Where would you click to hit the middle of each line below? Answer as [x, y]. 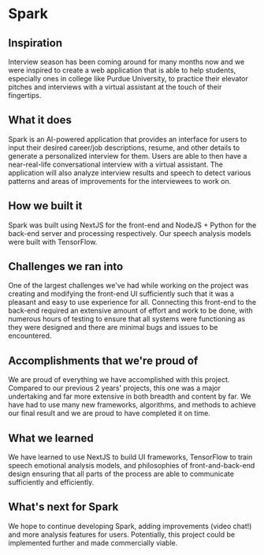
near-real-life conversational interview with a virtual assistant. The [115, 164]
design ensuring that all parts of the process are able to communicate [121, 474]
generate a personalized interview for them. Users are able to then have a [128, 156]
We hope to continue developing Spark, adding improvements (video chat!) [130, 526]
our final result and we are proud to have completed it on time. [109, 413]
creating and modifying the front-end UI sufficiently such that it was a [121, 294]
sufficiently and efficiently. [51, 482]
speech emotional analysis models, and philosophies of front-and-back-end [132, 466]
